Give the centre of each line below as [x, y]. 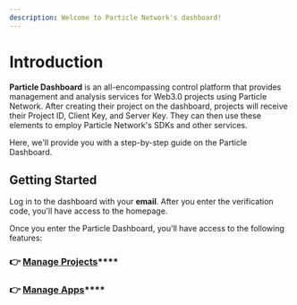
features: [26, 238]
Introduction [56, 61]
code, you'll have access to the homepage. [89, 211]
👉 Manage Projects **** [64, 262]
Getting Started [53, 180]
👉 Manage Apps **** [57, 290]
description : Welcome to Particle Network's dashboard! [115, 17]
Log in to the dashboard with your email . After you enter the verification [142, 202]
